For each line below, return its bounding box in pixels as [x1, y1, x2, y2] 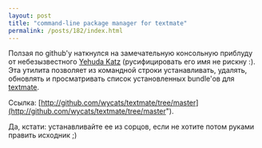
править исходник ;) [8, 130, 77, 140]
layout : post [8, 11, 52, 20]
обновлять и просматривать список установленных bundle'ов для [8, 74, 235, 84]
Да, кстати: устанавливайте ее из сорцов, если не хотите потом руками [8, 122, 255, 132]
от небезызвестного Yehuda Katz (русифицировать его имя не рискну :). [8, 57, 256, 66]
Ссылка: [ [8, 98, 42, 108]
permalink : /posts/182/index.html [8, 26, 124, 34]
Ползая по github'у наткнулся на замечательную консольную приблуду [8, 49, 253, 58]
